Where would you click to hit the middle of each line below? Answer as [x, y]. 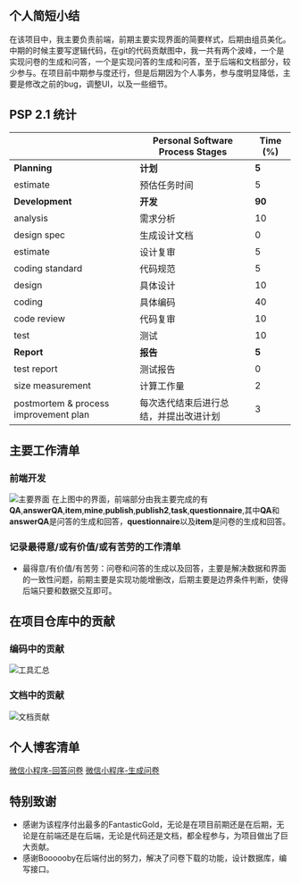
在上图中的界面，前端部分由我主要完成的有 [129, 499]
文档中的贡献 [37, 696]
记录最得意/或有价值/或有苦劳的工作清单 [95, 547]
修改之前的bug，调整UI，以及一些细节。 [98, 84]
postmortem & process [62, 403]
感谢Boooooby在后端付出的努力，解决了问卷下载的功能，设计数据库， [150, 858]
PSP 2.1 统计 [43, 115]
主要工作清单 [45, 450]
